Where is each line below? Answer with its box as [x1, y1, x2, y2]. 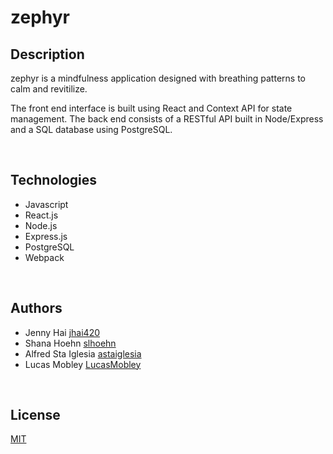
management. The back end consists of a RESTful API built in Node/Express [10, 113, 324, 125]
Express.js [24, 230, 68, 242]
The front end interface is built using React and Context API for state [10, 102, 293, 114]
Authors [10, 300, 63, 317]
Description [10, 46, 85, 63]
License [10, 407, 61, 424]
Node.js [24, 219, 58, 231]
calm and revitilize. [10, 83, 88, 95]
